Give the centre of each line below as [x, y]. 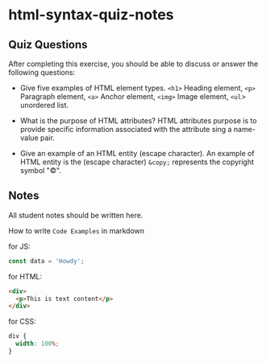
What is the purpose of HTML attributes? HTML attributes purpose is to [138, 121]
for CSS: [22, 322]
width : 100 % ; [37, 344]
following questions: [42, 72]
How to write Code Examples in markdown [77, 230]
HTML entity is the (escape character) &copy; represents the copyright [137, 162]
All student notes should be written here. [76, 215]
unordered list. [44, 105]
